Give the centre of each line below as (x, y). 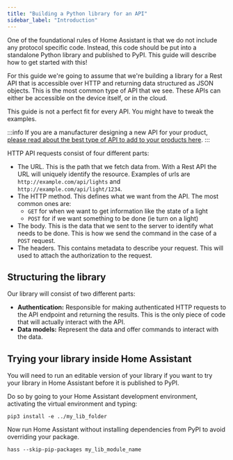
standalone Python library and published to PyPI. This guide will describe (112, 55)
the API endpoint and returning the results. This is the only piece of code (121, 315)
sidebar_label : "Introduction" (53, 20)
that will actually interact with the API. (71, 322)
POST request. (36, 240)
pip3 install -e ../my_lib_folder (57, 417)
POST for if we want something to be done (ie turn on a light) (113, 218)
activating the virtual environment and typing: (72, 404)
